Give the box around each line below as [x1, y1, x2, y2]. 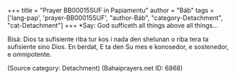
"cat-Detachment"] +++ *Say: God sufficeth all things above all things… [7, 21, 218, 29]
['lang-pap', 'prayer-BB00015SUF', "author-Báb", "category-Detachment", [7, 14, 223, 22]
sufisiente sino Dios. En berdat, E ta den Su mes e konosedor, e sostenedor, [7, 43, 229, 51]
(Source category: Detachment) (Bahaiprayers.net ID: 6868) [7, 64, 183, 72]
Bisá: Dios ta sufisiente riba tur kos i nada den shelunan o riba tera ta [7, 35, 209, 43]
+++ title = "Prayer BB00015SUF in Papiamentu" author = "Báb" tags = [7, 6, 215, 14]
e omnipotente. [7, 50, 52, 58]
